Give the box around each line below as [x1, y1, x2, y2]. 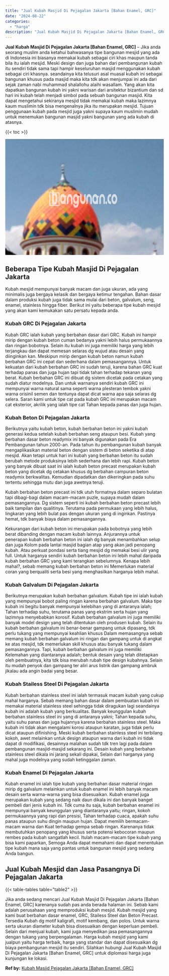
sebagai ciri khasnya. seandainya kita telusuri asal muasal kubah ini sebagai [5, 71, 162, 77]
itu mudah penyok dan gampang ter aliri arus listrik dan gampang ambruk [5, 663, 157, 669]
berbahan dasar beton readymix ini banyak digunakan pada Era [5, 436, 137, 442]
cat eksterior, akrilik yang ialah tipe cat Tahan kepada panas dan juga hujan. [5, 401, 162, 407]
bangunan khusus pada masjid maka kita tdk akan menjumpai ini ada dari [5, 76, 157, 82]
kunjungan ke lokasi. [5, 955, 48, 961]
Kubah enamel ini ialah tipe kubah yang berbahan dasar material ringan [5, 780, 153, 786]
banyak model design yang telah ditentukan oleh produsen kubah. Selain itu [5, 620, 162, 626]
